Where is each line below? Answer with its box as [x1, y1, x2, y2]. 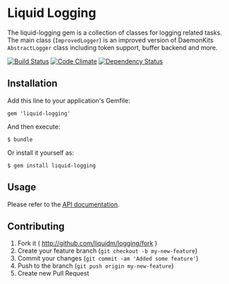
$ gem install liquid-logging [7, 162, 97, 169]
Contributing [7, 220, 65, 232]
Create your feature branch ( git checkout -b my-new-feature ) [17, 247, 198, 255]
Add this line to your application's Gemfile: [7, 96, 130, 105]
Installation [7, 78, 58, 90]
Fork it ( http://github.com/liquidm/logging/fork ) [17, 239, 158, 248]
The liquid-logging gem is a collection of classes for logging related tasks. [7, 28, 223, 37]
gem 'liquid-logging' [7, 110, 71, 117]
